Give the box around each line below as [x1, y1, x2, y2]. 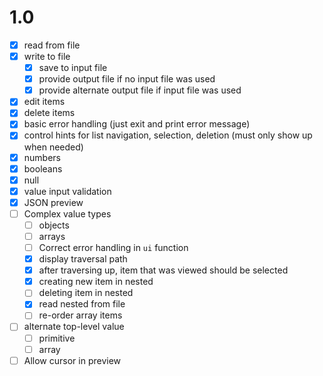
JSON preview [23, 196, 84, 208]
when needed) [23, 141, 84, 153]
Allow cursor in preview [23, 354, 122, 366]
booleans [23, 162, 63, 175]
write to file [23, 51, 71, 62]
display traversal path [38, 253, 128, 265]
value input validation [23, 185, 112, 197]
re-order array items [38, 309, 123, 321]
